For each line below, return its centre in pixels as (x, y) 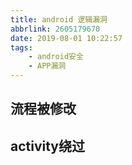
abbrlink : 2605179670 (55, 29)
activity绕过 (48, 146)
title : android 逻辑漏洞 (59, 19)
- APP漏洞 (47, 66)
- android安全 (56, 57)
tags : (21, 47)
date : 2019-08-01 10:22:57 (66, 38)
